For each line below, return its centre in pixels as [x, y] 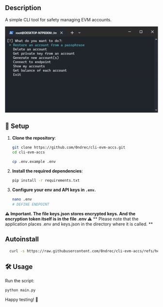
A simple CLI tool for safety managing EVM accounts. [58, 19]
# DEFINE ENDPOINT [31, 204]
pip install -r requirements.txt [46, 181]
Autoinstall [22, 239]
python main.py [20, 291]
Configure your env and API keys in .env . [54, 190]
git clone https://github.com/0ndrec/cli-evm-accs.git [69, 147]
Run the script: [20, 281]
